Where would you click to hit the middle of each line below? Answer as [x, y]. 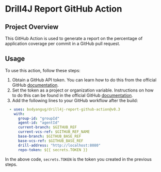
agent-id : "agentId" [39, 123]
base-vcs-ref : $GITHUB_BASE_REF [50, 141]
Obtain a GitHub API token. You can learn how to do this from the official [84, 80]
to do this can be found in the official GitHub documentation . [72, 95]
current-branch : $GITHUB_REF [47, 127]
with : [19, 114]
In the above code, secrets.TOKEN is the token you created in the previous [78, 159]
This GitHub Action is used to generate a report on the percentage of [74, 38]
